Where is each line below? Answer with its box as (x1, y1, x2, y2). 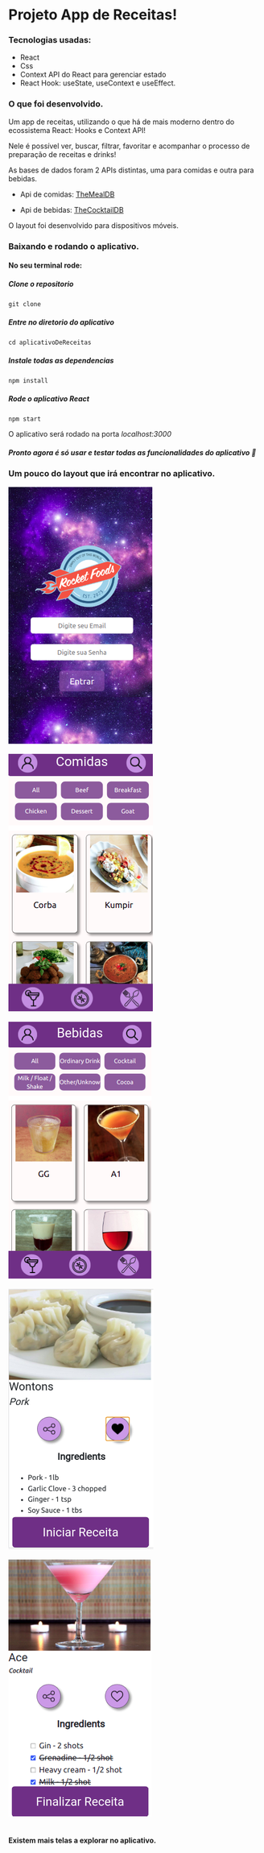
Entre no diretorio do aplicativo (8, 317, 115, 327)
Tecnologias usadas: (8, 35, 92, 46)
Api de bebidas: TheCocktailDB (19, 205, 124, 214)
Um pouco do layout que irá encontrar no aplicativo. (8, 468, 216, 479)
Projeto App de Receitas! (8, 6, 178, 24)
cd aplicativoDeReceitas (8, 338, 92, 347)
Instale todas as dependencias (8, 355, 114, 365)
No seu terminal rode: (8, 260, 83, 271)
